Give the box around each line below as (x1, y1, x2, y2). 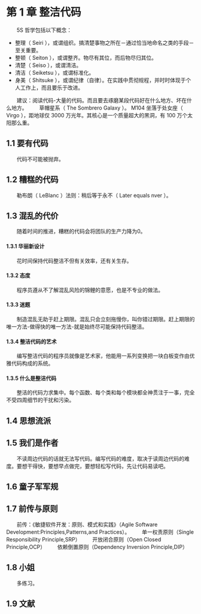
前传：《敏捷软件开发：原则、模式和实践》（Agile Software (16, 521, 158, 528)
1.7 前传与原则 (6, 504, 58, 514)
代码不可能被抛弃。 (16, 155, 64, 162)
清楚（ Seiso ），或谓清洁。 (14, 61, 82, 69)
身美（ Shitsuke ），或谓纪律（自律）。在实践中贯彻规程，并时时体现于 (14, 76, 186, 84)
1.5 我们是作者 (6, 438, 59, 448)
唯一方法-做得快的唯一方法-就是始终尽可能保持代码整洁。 (6, 323, 148, 330)
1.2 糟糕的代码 (6, 175, 59, 185)
